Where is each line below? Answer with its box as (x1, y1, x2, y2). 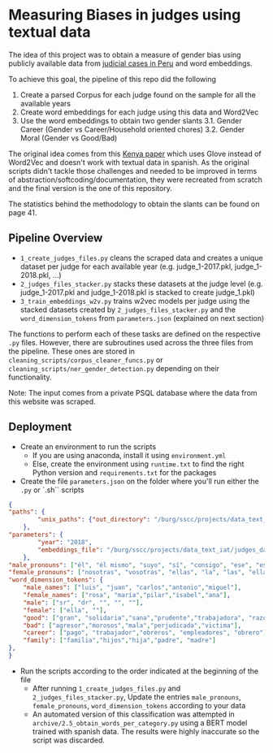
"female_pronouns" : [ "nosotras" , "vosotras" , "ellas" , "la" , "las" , (8, 569, 245, 577)
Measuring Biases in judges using (8, 6, 241, 24)
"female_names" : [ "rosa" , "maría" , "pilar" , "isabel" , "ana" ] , (23, 591, 231, 599)
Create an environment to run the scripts (19, 441, 157, 452)
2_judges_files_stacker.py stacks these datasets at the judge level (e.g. (19, 279, 263, 288)
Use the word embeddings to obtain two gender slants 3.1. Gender (19, 115, 242, 125)
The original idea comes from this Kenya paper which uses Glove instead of (8, 149, 262, 158)
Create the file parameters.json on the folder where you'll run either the (19, 476, 259, 486)
